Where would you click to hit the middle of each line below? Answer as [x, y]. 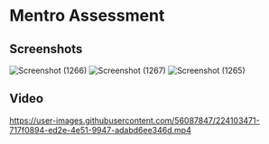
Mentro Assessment [87, 16]
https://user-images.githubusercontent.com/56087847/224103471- [134, 120]
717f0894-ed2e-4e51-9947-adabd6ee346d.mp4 [100, 130]
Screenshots [46, 49]
